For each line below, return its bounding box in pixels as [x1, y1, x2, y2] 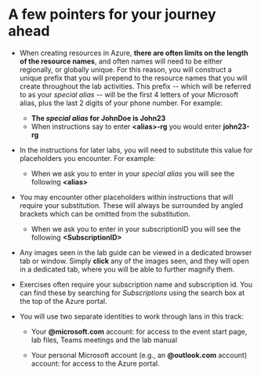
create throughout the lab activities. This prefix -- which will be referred [19, 81, 252, 91]
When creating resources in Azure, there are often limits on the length [19, 48, 248, 57]
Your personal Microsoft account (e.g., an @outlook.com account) [31, 350, 248, 360]
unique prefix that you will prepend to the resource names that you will [19, 73, 248, 82]
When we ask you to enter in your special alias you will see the [31, 169, 235, 178]
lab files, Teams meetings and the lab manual [31, 335, 178, 345]
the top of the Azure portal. [19, 296, 107, 305]
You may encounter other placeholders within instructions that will [19, 192, 234, 202]
